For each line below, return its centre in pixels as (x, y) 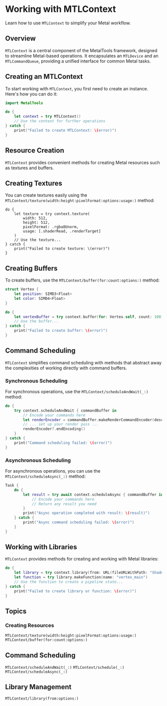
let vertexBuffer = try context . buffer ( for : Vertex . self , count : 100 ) (89, 317)
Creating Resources (30, 625)
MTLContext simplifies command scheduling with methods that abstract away (83, 362)
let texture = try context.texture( (52, 214)
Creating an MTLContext (44, 77)
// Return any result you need (64, 504)
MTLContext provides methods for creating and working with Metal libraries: (82, 559)
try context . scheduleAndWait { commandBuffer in (65, 411)
